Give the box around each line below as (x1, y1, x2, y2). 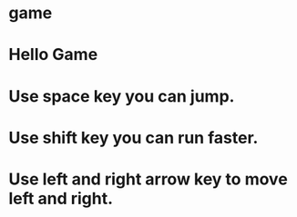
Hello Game (8, 44, 98, 65)
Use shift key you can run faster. (8, 127, 259, 148)
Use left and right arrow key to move (8, 169, 288, 189)
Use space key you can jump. (8, 85, 235, 106)
